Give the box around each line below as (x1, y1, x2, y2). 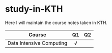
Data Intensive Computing (7, 39, 68, 46)
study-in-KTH (5, 3, 63, 15)
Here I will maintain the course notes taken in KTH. (5, 20, 108, 26)
